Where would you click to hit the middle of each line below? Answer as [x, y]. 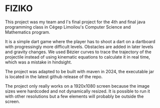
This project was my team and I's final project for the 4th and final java [75, 22]
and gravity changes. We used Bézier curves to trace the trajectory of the [78, 52]
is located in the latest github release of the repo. [54, 77]
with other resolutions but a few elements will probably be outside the [74, 96]
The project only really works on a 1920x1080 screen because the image [77, 86]
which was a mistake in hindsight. [39, 62]
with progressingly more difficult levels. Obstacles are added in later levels [79, 46]
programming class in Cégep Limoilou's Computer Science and [68, 27]
